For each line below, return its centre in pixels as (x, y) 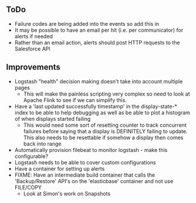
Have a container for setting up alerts (60, 168)
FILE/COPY (28, 187)
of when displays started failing (53, 119)
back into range (42, 144)
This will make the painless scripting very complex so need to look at (107, 94)
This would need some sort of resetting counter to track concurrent (105, 125)
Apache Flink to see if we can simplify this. (75, 100)
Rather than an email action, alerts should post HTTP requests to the (97, 42)
